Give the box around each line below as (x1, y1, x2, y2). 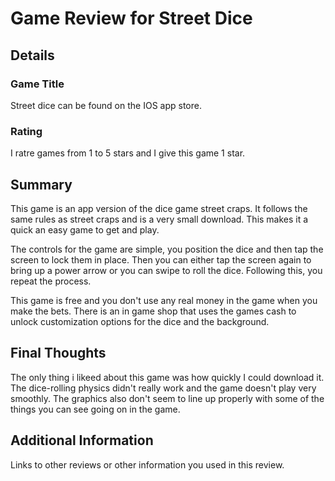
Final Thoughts (10, 345, 107, 362)
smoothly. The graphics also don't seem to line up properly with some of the (10, 392, 325, 404)
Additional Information (10, 432, 154, 449)
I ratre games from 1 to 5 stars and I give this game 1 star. (10, 147, 246, 159)
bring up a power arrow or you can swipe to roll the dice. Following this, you (10, 264, 323, 276)
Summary (10, 176, 73, 193)
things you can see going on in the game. (10, 403, 181, 415)
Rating (10, 124, 43, 138)
